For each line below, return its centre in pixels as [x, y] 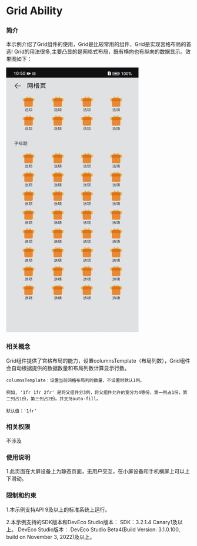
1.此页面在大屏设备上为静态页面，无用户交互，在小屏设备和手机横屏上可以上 [98, 471]
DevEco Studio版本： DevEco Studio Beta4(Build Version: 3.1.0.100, [99, 529]
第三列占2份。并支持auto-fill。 [66, 399]
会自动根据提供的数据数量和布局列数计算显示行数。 [68, 368]
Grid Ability [34, 11]
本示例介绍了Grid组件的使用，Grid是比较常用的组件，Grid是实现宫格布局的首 [99, 44]
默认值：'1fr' [21, 411]
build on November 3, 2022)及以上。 [51, 537]
